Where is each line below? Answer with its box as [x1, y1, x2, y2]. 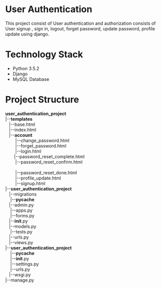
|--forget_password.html [15, 142, 67, 149]
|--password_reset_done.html [15, 169, 77, 175]
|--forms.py [10, 212, 34, 218]
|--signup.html [15, 180, 46, 186]
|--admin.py [9, 202, 34, 208]
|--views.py [9, 239, 33, 246]
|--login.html [15, 148, 42, 154]
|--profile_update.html [15, 175, 61, 181]
